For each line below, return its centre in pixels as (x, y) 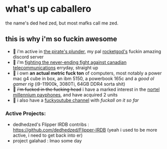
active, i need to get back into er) (48, 135)
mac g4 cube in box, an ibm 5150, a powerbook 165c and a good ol (83, 78)
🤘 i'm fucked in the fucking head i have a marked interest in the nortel (86, 89)
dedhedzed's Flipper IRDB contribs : (51, 125)
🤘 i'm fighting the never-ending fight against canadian (70, 62)
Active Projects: (26, 113)
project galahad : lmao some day (47, 141)
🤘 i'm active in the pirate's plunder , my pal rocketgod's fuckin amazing (87, 51)
